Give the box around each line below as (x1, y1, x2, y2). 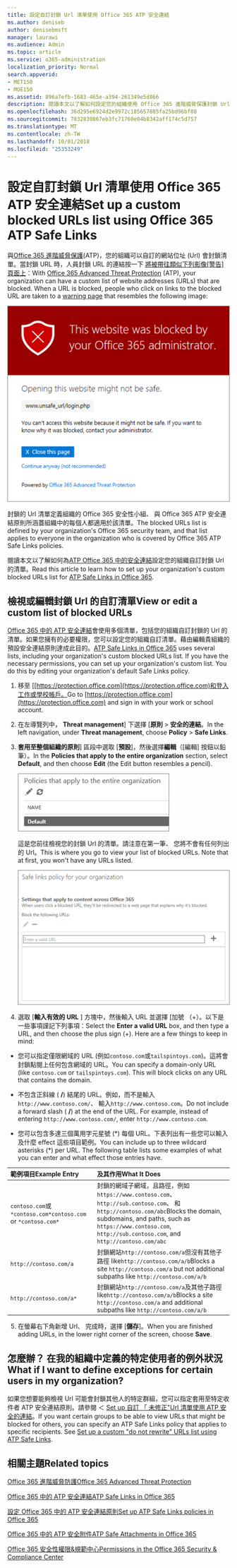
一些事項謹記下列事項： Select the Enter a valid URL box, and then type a (17, 1021, 229, 1030)
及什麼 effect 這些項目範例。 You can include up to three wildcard (17, 1137, 207, 1147)
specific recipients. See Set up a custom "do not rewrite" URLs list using (7, 1428, 217, 1436)
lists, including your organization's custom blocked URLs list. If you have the (7, 652, 229, 660)
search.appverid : (7, 71, 59, 78)
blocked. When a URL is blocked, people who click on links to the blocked (7, 285, 222, 293)
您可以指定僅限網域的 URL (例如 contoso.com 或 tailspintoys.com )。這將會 (17, 1051, 229, 1060)
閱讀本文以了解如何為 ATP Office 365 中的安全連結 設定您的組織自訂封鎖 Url (7, 556, 224, 565)
